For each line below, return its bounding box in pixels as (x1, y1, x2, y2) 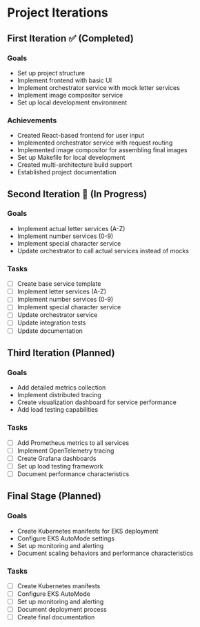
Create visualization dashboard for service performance (17, 398, 177, 406)
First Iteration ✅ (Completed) (7, 33, 134, 44)
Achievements (7, 116, 57, 125)
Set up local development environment (17, 98, 128, 107)
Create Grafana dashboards (17, 454, 97, 462)
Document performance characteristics (17, 469, 130, 478)
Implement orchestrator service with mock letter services (17, 83, 181, 91)
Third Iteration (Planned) (7, 347, 115, 358)
